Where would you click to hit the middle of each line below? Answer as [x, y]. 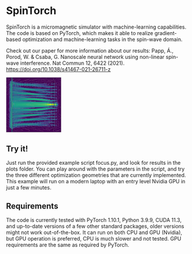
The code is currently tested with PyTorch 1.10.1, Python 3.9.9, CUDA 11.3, [94, 220]
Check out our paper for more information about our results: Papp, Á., [90, 50]
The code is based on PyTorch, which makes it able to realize [80, 33]
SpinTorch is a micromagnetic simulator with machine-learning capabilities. [96, 27]
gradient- [165, 33]
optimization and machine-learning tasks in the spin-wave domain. [102, 39]
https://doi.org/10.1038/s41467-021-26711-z [58, 69]
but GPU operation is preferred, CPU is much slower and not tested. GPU [94, 239]
